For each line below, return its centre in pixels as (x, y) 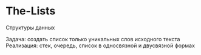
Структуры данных (30, 27)
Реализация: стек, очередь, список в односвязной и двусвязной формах (101, 45)
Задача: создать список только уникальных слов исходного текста (93, 39)
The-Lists (31, 11)
